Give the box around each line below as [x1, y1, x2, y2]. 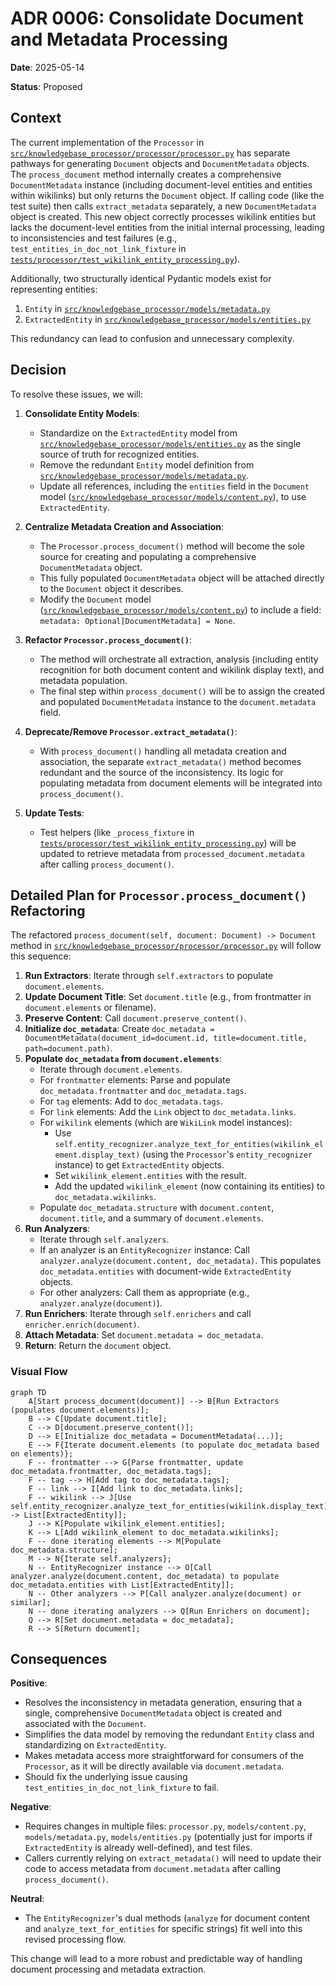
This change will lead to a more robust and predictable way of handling [10, 1953, 303, 1965]
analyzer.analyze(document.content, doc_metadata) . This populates [39, 1255, 322, 1267]
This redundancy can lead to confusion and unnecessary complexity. [10, 332, 295, 344]
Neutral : [10, 1893, 45, 1905]
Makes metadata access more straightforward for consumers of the [24, 1750, 304, 1762]
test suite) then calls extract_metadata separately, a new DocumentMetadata [10, 200, 317, 212]
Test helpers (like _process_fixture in [39, 826, 195, 838]
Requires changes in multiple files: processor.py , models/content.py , [24, 1820, 307, 1832]
